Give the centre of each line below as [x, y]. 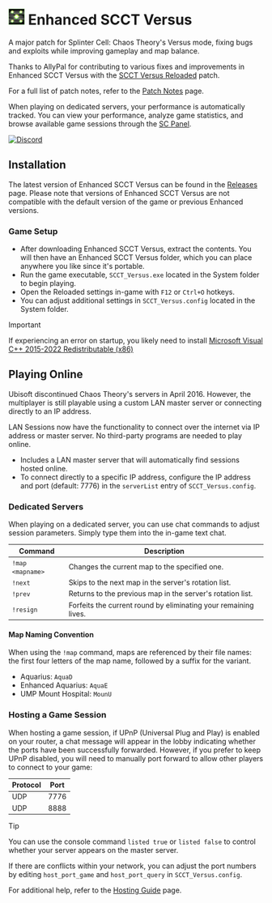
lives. [77, 613]
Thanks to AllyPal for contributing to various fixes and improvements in [127, 66]
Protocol [27, 785]
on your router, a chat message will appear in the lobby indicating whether [132, 741]
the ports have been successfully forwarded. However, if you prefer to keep [135, 750]
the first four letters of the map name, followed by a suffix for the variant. [130, 661]
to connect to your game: [51, 767]
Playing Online [46, 375]
